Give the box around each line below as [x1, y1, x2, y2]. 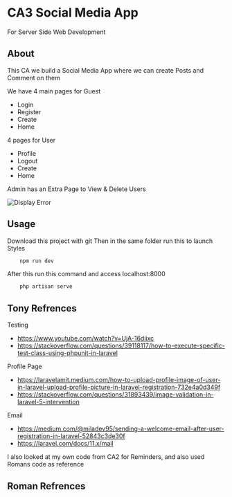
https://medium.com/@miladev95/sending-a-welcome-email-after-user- [17, 424, 224, 433]
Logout [17, 156, 38, 165]
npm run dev [19, 257, 54, 264]
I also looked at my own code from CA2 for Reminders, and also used [7, 453, 205, 461]
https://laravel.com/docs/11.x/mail [17, 440, 114, 448]
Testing [7, 320, 29, 329]
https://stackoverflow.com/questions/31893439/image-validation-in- [17, 390, 214, 399]
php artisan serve [19, 283, 73, 290]
